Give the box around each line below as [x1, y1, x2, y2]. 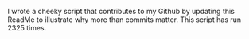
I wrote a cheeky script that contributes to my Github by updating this [7, 7, 235, 16]
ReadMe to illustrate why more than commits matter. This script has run [7, 15, 242, 24]
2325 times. [7, 23, 47, 32]
